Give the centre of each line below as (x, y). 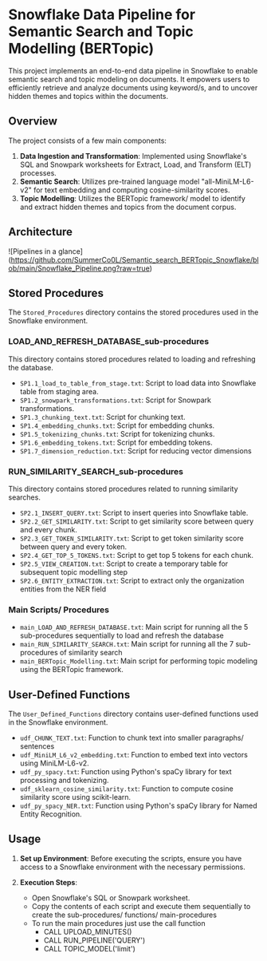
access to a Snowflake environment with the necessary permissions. (132, 867)
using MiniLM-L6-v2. (54, 763)
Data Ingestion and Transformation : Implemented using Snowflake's (133, 156)
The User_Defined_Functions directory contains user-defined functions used (133, 714)
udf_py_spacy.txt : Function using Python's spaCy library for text (126, 772)
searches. (25, 497)
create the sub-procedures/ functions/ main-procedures (124, 915)
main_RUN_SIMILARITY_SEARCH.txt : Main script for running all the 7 (127, 644)
